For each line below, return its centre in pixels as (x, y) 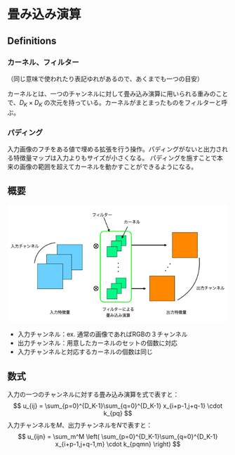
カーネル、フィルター (43, 62)
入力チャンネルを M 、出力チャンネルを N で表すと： (80, 425)
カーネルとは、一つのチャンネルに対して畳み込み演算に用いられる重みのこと (118, 94)
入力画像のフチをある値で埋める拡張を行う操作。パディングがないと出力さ (115, 149)
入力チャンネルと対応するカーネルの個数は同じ (85, 352)
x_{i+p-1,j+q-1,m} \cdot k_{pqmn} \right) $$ (118, 444)
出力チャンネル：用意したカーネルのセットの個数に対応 (97, 343)
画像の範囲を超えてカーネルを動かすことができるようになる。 (108, 167)
